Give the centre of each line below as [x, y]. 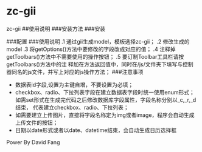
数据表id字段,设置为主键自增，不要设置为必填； [74, 84]
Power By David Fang [33, 142]
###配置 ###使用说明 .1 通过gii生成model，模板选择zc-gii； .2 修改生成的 [98, 41]
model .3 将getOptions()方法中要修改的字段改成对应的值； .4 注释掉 [91, 49]
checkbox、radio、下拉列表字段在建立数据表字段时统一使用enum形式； [105, 92]
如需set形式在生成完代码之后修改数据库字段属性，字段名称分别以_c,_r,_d [106, 100]
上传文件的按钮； [37, 122]
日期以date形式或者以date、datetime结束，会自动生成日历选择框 [96, 130]
